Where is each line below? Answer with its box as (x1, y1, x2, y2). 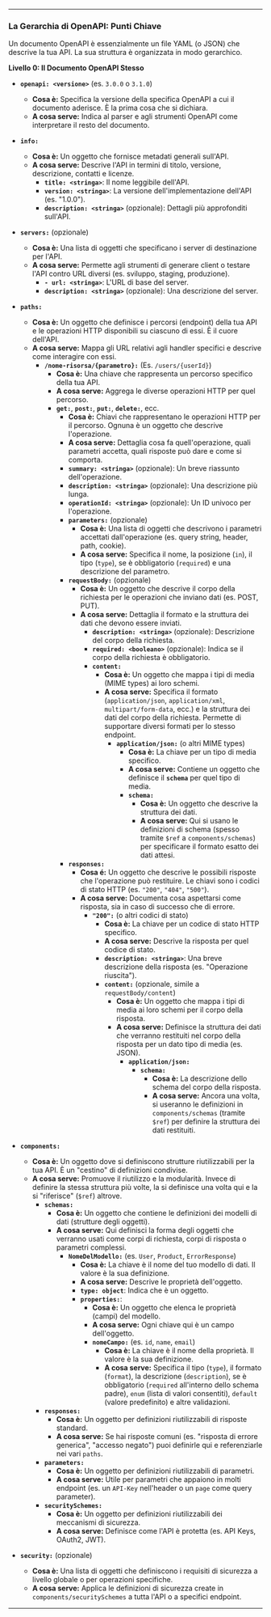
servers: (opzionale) (19, 227, 89, 237)
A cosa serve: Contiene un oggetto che (127, 764, 261, 774)
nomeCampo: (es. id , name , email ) (92, 1337, 196, 1347)
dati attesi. (140, 850, 175, 860)
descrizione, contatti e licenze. (31, 169, 135, 179)
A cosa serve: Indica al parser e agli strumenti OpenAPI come (31, 112, 238, 121)
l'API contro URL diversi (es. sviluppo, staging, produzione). (31, 269, 230, 279)
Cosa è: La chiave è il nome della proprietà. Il (104, 1346, 254, 1356)
